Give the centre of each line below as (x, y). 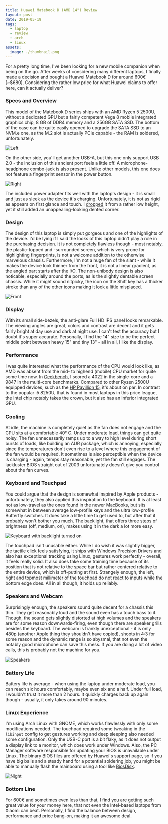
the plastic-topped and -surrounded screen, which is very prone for (75, 250)
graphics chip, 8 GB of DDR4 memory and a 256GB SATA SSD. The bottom (82, 122)
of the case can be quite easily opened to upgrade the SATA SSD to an (78, 128)
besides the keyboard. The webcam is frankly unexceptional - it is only (78, 628)
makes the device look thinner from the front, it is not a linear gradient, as (81, 266)
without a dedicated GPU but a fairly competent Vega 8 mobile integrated (81, 117)
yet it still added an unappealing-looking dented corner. (62, 209)
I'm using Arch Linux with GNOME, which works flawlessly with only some (82, 724)
